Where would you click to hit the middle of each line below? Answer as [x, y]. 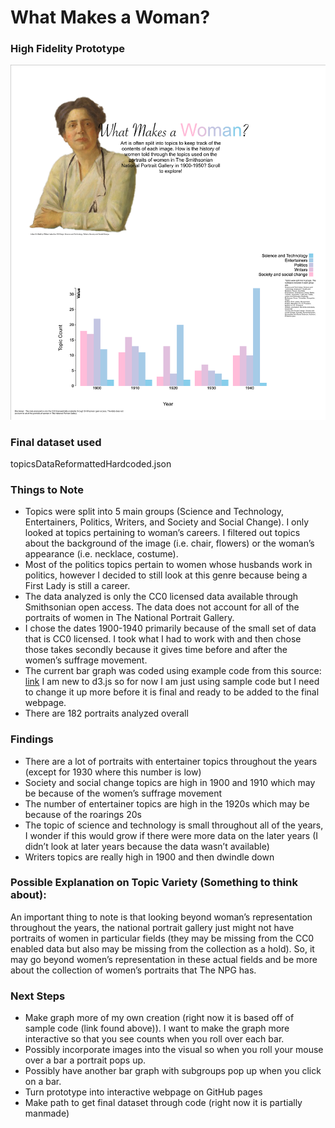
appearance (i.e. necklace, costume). [101, 554]
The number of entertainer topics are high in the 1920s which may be [167, 803]
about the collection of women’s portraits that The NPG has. [133, 970]
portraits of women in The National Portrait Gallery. [129, 618]
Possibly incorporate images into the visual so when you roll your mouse [174, 1050]
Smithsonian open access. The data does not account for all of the [162, 607]
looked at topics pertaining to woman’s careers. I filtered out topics [162, 533]
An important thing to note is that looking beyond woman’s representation [161, 917]
